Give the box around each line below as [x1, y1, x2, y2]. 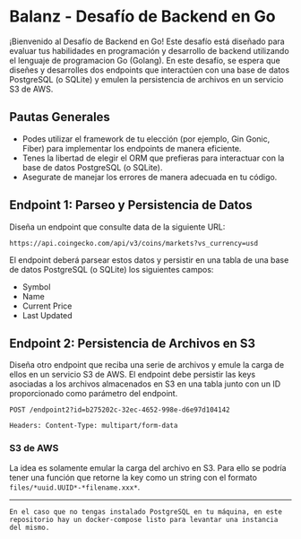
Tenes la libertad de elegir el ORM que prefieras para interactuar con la [21, 152, 285, 163]
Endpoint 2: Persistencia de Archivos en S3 [9, 335, 256, 351]
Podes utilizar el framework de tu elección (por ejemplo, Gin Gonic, [21, 133, 271, 144]
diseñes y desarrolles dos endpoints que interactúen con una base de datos [9, 65, 289, 75]
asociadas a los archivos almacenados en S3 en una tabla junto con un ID [9, 378, 281, 389]
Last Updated [21, 309, 73, 320]
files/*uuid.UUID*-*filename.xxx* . [9, 482, 141, 492]
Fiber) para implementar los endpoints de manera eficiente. [21, 143, 242, 153]
